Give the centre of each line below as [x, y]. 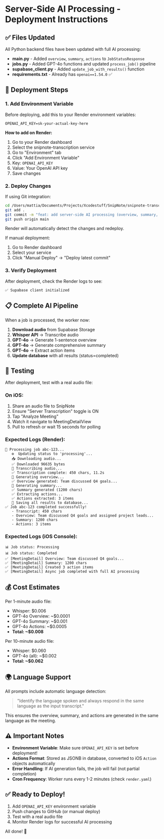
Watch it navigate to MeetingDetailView [52, 421]
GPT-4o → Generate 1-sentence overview [54, 340]
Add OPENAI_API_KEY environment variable [54, 806]
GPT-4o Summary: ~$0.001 [40, 621]
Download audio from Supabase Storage [53, 329]
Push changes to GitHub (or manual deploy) [56, 811]
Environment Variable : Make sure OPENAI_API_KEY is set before [75, 748]
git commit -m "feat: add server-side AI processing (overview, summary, [82, 215]
